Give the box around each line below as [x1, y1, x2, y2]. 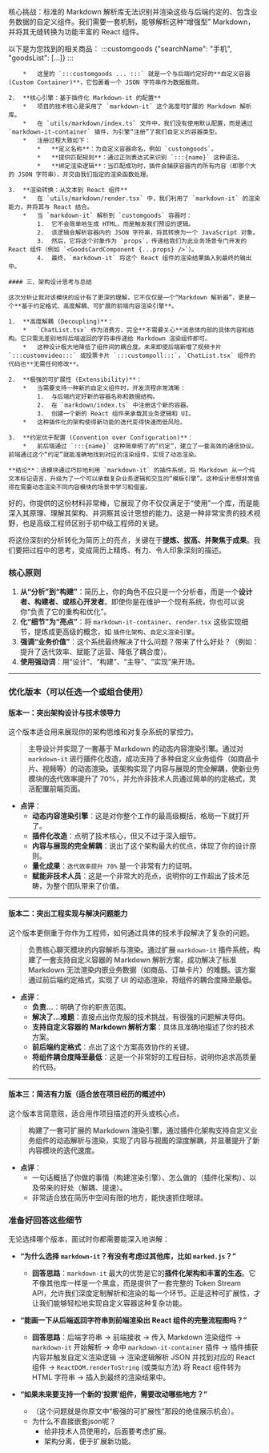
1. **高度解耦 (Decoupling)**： [8, 318, 114, 326]
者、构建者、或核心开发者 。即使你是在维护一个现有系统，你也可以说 [19, 597, 245, 607]
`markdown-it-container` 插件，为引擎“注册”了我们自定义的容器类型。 [8, 128, 221, 136]
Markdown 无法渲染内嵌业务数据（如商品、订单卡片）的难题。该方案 [27, 965, 256, 974]
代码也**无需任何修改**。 [8, 360, 82, 368]
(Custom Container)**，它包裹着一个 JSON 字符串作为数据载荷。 [8, 78, 203, 86]
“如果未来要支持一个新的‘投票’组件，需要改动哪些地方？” [19, 1390, 208, 1399]
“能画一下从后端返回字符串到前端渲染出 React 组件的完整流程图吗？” [19, 1315, 247, 1325]
